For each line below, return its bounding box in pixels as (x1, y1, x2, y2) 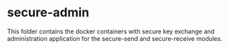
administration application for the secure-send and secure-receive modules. (7, 34, 223, 42)
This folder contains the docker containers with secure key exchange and (7, 27, 215, 35)
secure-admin (7, 5, 90, 20)
